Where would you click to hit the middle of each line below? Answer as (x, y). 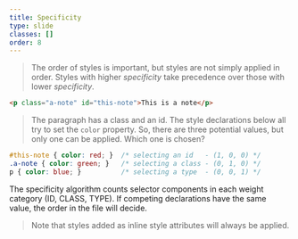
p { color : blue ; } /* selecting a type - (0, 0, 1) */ (135, 172)
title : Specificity (46, 17)
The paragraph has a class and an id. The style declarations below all (158, 120)
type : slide (31, 26)
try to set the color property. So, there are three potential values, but (157, 129)
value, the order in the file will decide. (78, 208)
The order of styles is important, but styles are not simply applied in (155, 68)
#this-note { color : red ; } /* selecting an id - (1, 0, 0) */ (135, 156)
